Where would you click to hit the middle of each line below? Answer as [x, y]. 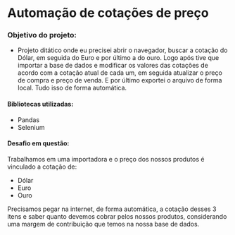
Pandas [28, 120]
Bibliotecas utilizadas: [40, 104]
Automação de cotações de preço [108, 13]
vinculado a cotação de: [42, 167]
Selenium [31, 127]
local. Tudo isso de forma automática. [72, 88]
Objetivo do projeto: [42, 35]
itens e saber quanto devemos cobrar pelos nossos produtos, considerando [117, 216]
